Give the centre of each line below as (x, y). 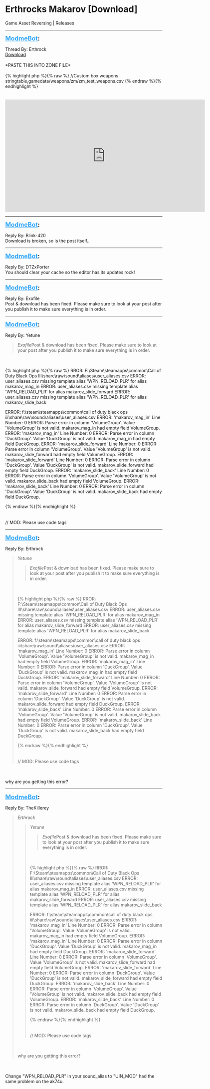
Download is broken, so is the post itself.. (47, 241)
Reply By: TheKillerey (27, 808)
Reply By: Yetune (23, 335)
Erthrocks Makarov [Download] (72, 9)
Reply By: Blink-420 (25, 235)
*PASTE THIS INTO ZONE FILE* (38, 65)
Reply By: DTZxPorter (27, 267)
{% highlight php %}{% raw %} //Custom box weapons (62, 75)
